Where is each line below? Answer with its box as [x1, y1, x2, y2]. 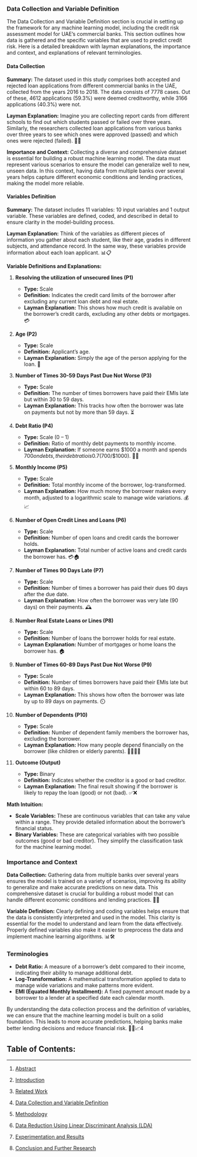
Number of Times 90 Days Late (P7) [15, 566, 104, 574]
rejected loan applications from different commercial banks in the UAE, [6, 82, 177, 89]
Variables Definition [6, 193, 56, 200]
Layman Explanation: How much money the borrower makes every [23, 487, 186, 494]
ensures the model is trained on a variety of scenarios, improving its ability [6, 878, 186, 885]
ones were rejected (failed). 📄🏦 [6, 137, 81, 144]
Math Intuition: [6, 801, 43, 808]
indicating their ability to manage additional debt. [15, 969, 133, 976]
